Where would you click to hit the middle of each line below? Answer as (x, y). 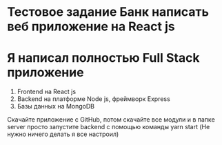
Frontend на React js (47, 92)
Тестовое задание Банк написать (108, 12)
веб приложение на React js (91, 26)
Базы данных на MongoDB (56, 107)
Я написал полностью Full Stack (103, 58)
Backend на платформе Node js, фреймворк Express (93, 99)
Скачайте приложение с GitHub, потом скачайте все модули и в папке (111, 120)
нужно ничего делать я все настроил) (63, 134)
